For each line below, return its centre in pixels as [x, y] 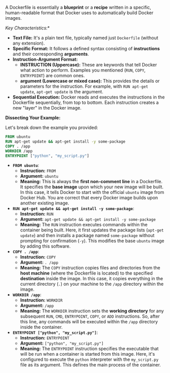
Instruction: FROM [38, 171]
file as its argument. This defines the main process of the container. [90, 365]
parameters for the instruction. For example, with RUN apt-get [84, 86]
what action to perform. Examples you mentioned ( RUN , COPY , [83, 70]
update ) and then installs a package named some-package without [87, 235]
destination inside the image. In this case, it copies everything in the [92, 279]
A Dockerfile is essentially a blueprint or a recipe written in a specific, [78, 7]
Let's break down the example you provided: [52, 127]
